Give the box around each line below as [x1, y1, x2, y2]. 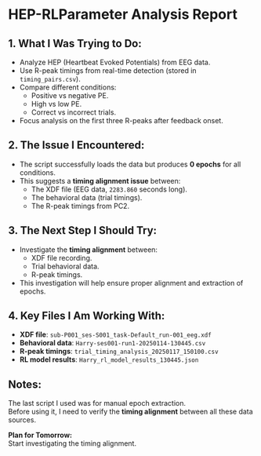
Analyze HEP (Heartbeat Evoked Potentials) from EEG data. [19, 57, 211, 67]
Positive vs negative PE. [31, 91, 109, 100]
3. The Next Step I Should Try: [8, 224, 158, 237]
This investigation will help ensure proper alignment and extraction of [19, 278, 244, 287]
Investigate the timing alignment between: [19, 245, 158, 254]
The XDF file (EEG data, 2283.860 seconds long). [31, 184, 188, 194]
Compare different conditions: [19, 82, 117, 92]
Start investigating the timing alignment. [8, 439, 137, 448]
